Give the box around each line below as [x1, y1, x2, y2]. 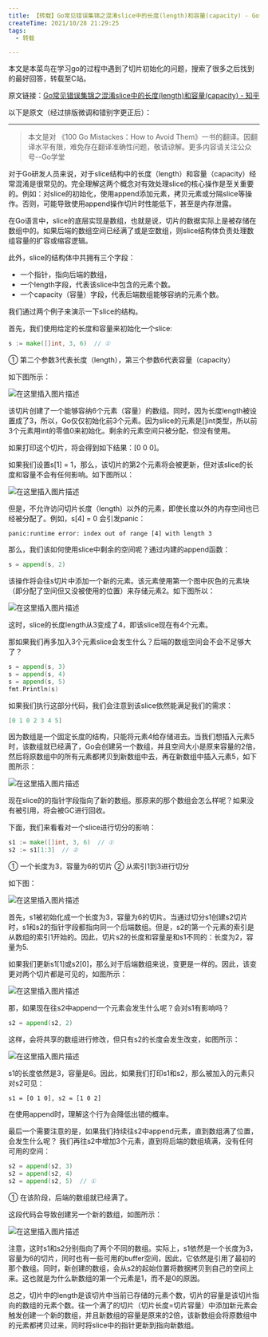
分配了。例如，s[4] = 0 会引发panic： [22, 514, 146, 524]
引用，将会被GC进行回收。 [22, 805, 110, 815]
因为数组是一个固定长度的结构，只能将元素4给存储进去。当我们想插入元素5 [8, 732, 255, 742]
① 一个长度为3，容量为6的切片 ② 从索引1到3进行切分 [8, 861, 190, 871]
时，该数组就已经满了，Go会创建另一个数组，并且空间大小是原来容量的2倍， [8, 742, 260, 751]
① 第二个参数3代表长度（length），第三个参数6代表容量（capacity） [8, 355, 235, 365]
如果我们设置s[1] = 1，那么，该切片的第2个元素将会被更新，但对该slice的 [8, 460, 246, 469]
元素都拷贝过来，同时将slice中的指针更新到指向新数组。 [14, 1320, 199, 1330]
